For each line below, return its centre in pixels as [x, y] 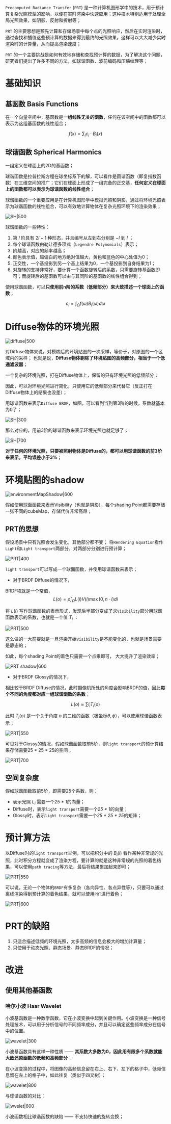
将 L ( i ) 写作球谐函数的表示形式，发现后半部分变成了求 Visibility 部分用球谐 [84, 611]
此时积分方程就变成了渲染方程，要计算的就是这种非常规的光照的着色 [85, 860]
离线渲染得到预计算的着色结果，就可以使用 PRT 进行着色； [64, 894]
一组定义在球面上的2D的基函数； [39, 165]
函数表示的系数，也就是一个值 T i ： [42, 618]
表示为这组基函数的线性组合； [36, 123]
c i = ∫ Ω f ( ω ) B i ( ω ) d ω [85, 304]
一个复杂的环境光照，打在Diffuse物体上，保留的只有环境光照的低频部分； [82, 375]
